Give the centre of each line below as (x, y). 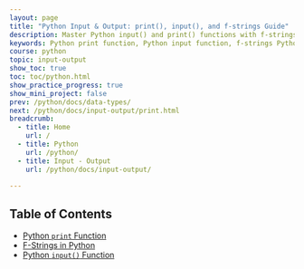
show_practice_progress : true (66, 85)
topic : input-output (48, 60)
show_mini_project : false (58, 93)
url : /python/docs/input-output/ (89, 169)
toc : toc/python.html (50, 77)
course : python (38, 52)
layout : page (34, 18)
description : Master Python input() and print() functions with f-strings (153, 34)
